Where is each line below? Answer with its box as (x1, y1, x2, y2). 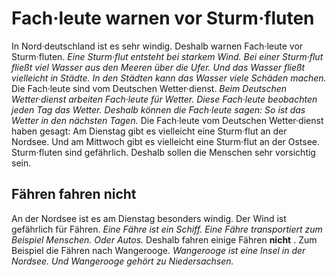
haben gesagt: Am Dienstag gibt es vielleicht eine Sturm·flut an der (11, 125, 288, 137)
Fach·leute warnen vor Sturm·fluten (11, 7, 315, 30)
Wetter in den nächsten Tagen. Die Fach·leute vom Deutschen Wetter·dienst (11, 114, 324, 126)
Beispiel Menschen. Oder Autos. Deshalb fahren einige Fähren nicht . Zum (11, 233, 318, 246)
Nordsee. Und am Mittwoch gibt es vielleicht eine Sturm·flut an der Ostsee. (11, 135, 321, 147)
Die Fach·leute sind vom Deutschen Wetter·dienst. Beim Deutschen (11, 82, 288, 94)
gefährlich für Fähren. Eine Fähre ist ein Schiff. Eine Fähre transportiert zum (11, 223, 323, 235)
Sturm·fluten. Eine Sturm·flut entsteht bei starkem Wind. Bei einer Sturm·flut (11, 50, 324, 62)
